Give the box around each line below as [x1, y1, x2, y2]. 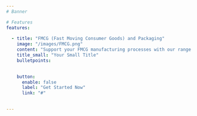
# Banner [6, 8, 28, 15]
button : [17, 74, 35, 79]
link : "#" [21, 90, 46, 96]
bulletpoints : [17, 57, 51, 64]
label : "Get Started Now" [21, 85, 86, 91]
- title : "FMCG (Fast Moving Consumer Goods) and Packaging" [11, 36, 165, 42]
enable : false [21, 79, 57, 85]
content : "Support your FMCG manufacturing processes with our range [17, 47, 192, 53]
